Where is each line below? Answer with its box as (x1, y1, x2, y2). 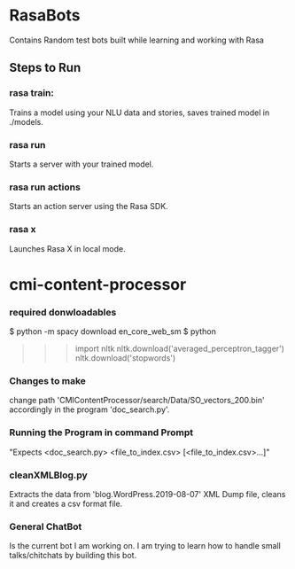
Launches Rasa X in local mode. (9, 243, 126, 253)
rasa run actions (9, 181, 82, 193)
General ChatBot (9, 520, 82, 533)
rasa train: (9, 87, 55, 99)
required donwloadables (9, 306, 117, 318)
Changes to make (9, 374, 87, 386)
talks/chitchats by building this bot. (9, 550, 137, 561)
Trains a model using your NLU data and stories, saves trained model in (9, 107, 270, 118)
